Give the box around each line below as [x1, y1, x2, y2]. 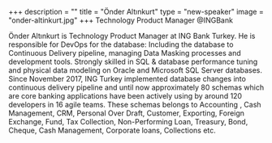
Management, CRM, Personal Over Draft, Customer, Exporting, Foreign [8, 108, 245, 118]
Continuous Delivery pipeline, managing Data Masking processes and [8, 48, 241, 57]
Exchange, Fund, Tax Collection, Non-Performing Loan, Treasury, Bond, [8, 117, 248, 126]
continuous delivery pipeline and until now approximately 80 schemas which [8, 82, 265, 92]
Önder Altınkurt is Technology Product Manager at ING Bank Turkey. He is [8, 32, 256, 40]
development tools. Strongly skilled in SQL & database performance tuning [8, 57, 258, 66]
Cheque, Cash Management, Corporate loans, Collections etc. [8, 125, 217, 135]
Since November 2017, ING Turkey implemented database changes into [8, 74, 246, 83]
